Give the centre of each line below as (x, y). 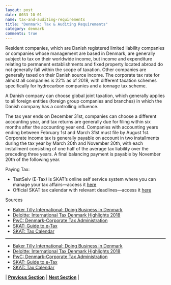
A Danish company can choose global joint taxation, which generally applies (85, 96)
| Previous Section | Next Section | (42, 277)
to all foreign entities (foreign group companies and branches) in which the (84, 101)
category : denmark (25, 29)
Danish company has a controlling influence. (52, 106)
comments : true (21, 34)
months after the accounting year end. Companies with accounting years (82, 127)
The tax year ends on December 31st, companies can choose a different (81, 116)
